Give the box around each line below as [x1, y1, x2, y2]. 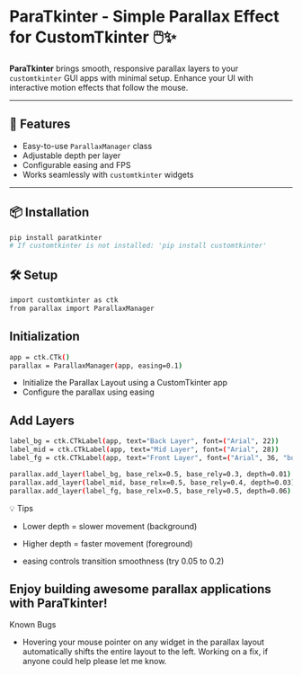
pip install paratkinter [9, 233, 102, 242]
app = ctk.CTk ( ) [9, 352, 70, 361]
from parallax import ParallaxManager [9, 304, 155, 313]
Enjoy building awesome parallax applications [9, 582, 271, 597]
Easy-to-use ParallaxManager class [22, 140, 153, 151]
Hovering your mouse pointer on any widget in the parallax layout [22, 636, 265, 648]
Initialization [9, 329, 81, 344]
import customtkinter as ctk [9, 296, 119, 305]
